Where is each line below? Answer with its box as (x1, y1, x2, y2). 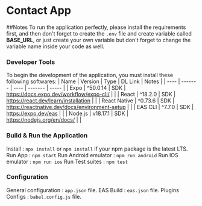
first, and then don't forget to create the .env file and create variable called (6, 30, 192, 37)
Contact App (6, 4, 71, 17)
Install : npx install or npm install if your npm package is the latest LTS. (6, 145, 188, 152)
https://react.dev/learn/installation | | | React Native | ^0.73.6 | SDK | (6, 97, 175, 104)
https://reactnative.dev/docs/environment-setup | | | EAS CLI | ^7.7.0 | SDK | (6, 104, 194, 111)
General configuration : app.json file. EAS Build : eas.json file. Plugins (6, 186, 179, 193)
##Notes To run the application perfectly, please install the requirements (6, 23, 186, 31)
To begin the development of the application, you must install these (6, 72, 174, 79)
